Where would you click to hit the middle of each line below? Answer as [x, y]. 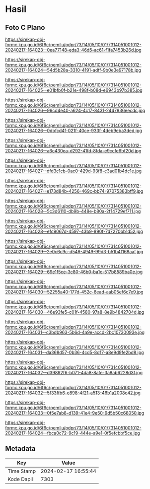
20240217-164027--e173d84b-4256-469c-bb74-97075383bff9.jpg [74, 191]
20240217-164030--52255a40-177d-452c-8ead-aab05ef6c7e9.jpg [74, 292]
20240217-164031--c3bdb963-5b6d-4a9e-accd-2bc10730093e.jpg [75, 332]
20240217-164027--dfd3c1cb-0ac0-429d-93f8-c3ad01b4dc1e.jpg [74, 171]
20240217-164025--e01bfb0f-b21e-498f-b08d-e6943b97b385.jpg [74, 90]
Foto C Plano [25, 28]
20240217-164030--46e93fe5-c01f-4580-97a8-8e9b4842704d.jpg [75, 312]
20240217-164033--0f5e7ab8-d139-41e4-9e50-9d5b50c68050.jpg [75, 413]
